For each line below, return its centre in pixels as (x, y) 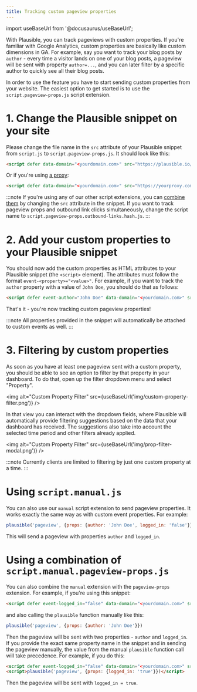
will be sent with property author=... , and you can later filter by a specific (95, 65)
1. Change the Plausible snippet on (92, 118)
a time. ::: (17, 468)
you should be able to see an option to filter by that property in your (88, 373)
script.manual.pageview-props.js (88, 571)
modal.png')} (22, 451)
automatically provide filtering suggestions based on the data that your (91, 421)
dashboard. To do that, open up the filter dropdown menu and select (89, 379)
